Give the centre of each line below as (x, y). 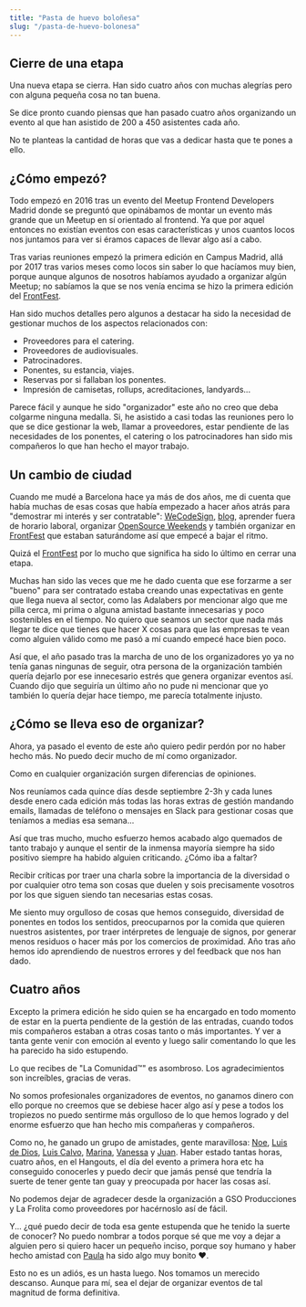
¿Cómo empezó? (58, 179)
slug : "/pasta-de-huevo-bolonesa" (75, 26)
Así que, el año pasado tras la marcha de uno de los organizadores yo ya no (152, 656)
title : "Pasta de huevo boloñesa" (75, 18)
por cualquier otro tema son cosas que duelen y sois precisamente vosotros (152, 885)
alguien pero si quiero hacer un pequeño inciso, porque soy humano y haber (153, 1245)
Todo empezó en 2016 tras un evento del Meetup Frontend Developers (142, 201)
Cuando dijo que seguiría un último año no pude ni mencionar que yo (139, 685)
